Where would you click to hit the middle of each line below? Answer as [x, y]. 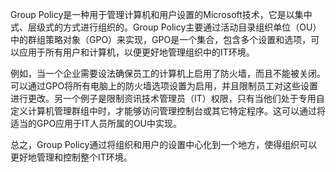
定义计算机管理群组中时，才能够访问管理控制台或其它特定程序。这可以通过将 [168, 111]
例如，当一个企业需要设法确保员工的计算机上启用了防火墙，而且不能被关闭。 [168, 73]
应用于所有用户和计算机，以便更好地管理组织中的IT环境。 [136, 52]
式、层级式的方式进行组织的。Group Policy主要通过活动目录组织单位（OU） [166, 27]
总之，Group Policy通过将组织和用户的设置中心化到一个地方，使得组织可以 [164, 144]
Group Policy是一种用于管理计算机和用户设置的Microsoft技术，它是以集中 [161, 14]
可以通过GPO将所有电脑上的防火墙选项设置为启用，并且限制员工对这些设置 [164, 86]
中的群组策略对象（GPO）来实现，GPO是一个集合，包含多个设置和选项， [161, 39]
